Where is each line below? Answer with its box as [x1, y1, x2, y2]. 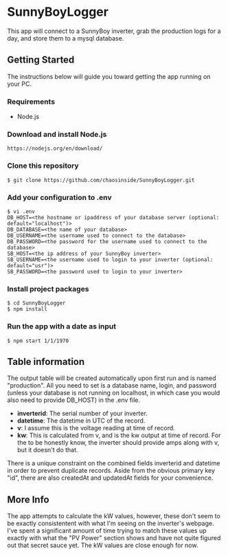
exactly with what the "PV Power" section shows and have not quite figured [7, 534, 221, 542]
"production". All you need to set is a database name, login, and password [7, 381, 217, 390]
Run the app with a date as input [7, 322, 117, 331]
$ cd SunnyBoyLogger [7, 300, 67, 307]
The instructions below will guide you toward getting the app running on [7, 72, 211, 80]
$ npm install [7, 306, 48, 313]
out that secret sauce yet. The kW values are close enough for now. [7, 541, 198, 550]
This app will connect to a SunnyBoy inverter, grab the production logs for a [7, 27, 221, 35]
